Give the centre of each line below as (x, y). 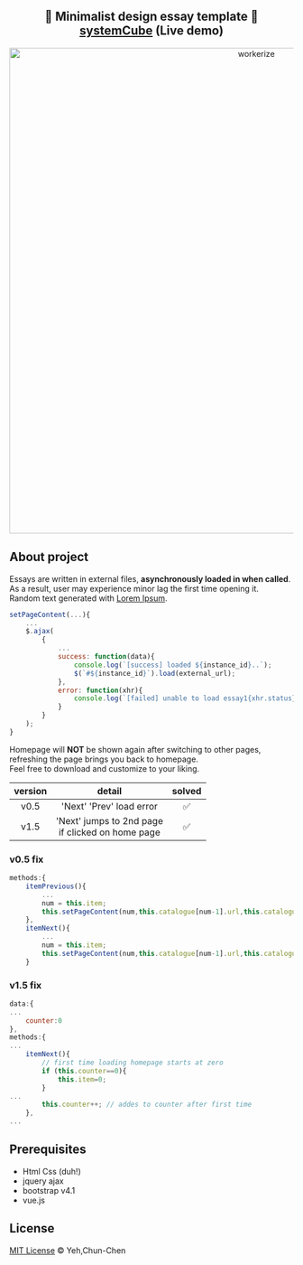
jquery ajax (43, 1181)
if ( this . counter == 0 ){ (84, 1071)
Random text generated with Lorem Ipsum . (89, 598)
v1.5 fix (26, 985)
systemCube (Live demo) (151, 31)
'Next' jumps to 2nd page (110, 820)
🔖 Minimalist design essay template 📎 (151, 17)
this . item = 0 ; (82, 1079)
